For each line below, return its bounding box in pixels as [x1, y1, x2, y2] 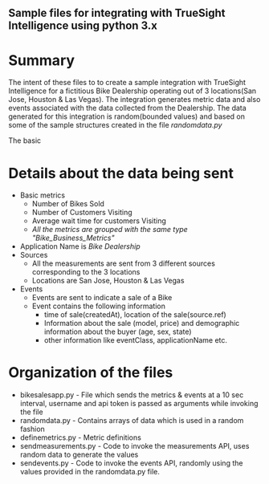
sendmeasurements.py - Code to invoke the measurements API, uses [19, 441, 250, 451]
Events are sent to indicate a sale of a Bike [31, 293, 173, 303]
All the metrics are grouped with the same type [31, 225, 189, 234]
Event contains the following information [31, 301, 166, 311]
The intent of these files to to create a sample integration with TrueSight [8, 78, 247, 87]
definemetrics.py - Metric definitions [19, 433, 142, 442]
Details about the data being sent [8, 164, 234, 182]
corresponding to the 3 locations [31, 267, 141, 277]
